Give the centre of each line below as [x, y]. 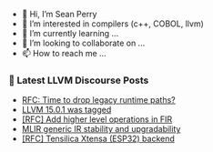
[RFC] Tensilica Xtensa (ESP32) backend [98, 139]
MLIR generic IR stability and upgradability [101, 129]
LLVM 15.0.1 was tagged [66, 110]
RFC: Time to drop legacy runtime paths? [99, 100]
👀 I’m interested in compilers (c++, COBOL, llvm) [112, 24]
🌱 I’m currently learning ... [70, 33]
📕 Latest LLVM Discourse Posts [79, 80]
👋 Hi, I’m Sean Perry [59, 14]
